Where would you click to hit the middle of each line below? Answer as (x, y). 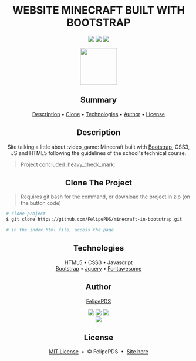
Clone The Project (98, 183)
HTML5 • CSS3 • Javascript (99, 262)
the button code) (41, 203)
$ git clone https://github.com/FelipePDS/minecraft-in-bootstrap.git (94, 220)
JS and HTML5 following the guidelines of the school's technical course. (99, 153)
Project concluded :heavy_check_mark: (68, 164)
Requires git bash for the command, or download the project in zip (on (105, 197)
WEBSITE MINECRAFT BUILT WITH (99, 10)
